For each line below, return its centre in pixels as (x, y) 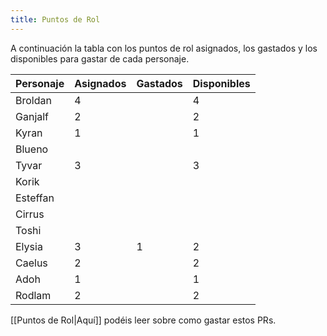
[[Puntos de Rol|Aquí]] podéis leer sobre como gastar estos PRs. (143, 320)
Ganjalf (32, 116)
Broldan (33, 100)
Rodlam (33, 295)
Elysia (29, 246)
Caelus (31, 263)
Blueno (32, 149)
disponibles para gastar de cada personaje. (100, 58)
